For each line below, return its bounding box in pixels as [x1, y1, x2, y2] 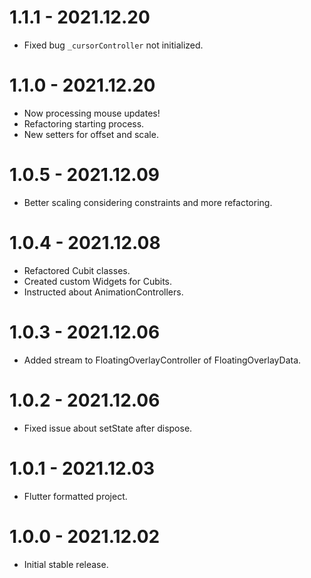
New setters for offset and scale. [23, 128, 159, 140]
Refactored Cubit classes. [23, 264, 131, 276]
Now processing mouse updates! [23, 107, 161, 119]
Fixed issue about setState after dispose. [23, 422, 193, 434]
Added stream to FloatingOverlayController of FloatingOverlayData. [23, 354, 302, 366]
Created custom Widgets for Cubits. [23, 275, 173, 287]
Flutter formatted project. [23, 490, 128, 502]
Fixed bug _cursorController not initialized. [23, 39, 204, 51]
